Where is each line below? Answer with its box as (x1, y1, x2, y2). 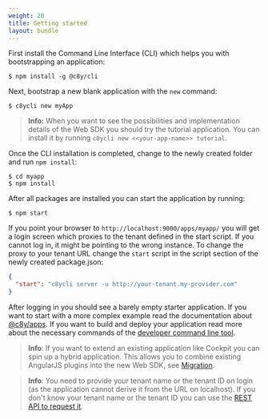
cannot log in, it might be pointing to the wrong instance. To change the (8, 240, 244, 250)
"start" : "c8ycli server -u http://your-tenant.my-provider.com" (15, 280, 238, 288)
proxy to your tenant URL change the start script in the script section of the (8, 249, 258, 259)
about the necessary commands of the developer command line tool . (8, 328, 236, 337)
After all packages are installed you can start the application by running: (8, 194, 246, 203)
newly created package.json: (8, 257, 104, 267)
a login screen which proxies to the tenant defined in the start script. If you (8, 232, 254, 241)
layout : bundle (8, 26, 59, 34)
